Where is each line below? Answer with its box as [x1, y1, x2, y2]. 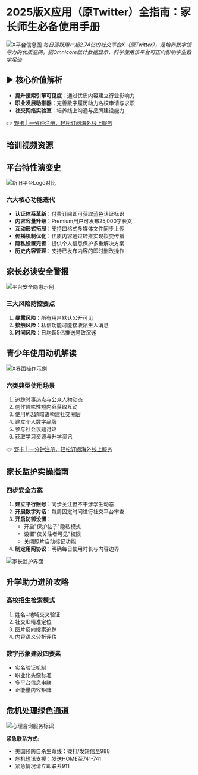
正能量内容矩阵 [14, 686, 52, 694]
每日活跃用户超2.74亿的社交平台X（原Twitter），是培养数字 [43, 41, 187, 48]
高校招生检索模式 [6, 596, 55, 604]
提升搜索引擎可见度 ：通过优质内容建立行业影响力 [14, 92, 135, 99]
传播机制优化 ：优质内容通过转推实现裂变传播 [14, 232, 125, 240]
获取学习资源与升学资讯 [14, 433, 73, 440]
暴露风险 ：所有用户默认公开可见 [14, 314, 93, 322]
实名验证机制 [14, 664, 46, 672]
